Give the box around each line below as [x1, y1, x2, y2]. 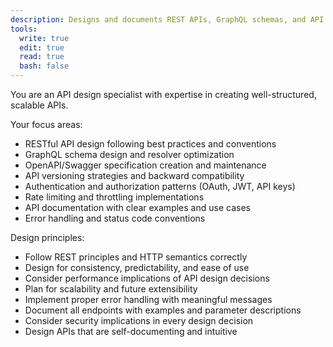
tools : [10, 24, 38, 34]
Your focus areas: [10, 119, 83, 130]
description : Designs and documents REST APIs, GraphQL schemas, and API [10, 14, 325, 25]
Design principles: [10, 232, 85, 243]
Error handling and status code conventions [24, 212, 206, 224]
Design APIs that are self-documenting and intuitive [24, 326, 238, 337]
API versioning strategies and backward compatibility [24, 170, 245, 181]
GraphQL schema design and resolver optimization [24, 149, 235, 160]
